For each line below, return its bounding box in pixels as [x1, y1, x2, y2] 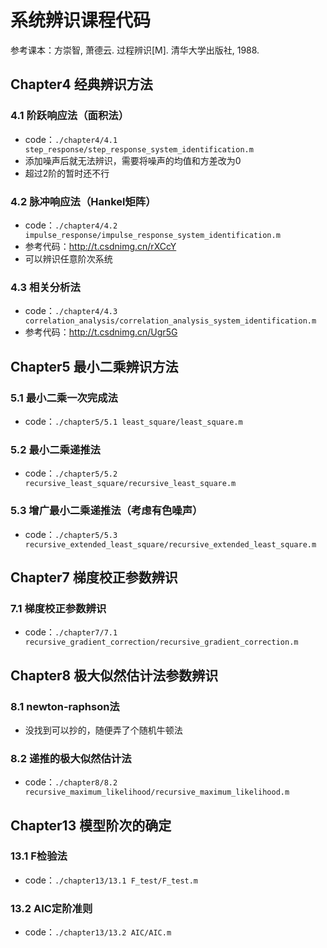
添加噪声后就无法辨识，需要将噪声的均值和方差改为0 [24, 154, 242, 166]
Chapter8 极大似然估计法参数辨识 [10, 667, 219, 684]
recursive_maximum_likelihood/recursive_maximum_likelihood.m [24, 787, 290, 798]
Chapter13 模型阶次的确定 [10, 817, 172, 834]
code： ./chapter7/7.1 [24, 626, 118, 638]
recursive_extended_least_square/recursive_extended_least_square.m [24, 539, 317, 550]
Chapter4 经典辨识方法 [10, 76, 153, 93]
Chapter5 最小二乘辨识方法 [10, 358, 179, 375]
